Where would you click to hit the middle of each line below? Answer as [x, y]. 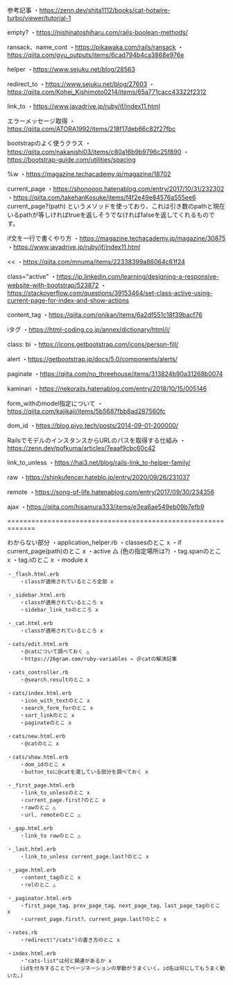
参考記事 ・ [23, 10]
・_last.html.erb [32, 849]
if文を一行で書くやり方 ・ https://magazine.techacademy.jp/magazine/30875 [116, 238]
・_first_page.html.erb [41, 785]
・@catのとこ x [40, 744]
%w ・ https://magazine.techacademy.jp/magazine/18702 [89, 174]
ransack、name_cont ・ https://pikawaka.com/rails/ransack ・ [95, 47]
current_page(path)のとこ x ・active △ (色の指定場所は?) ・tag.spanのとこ [114, 551]
